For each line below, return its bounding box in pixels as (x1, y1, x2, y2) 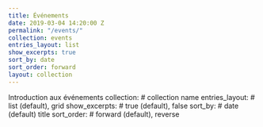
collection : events (8, 33, 73, 42)
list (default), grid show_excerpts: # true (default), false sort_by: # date (8, 101, 239, 110)
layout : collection (8, 71, 73, 79)
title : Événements (8, 11, 69, 20)
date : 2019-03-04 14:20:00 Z (8, 19, 105, 27)
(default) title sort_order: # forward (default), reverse (8, 109, 180, 119)
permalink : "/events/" (8, 26, 83, 34)
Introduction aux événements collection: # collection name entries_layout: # (8, 92, 255, 102)
